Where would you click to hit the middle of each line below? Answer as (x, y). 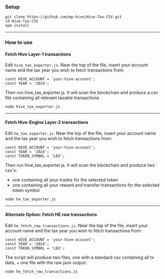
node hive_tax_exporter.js (33, 107)
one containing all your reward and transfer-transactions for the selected (86, 185)
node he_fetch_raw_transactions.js (41, 271)
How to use (19, 43)
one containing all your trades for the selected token (65, 179)
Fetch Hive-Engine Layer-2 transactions (47, 122)
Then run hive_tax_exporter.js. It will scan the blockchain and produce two (80, 165)
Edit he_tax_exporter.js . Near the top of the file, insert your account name (81, 133)
